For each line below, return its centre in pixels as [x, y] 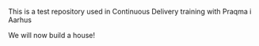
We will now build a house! [52, 35]
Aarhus [20, 20]
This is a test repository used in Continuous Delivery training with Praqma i [130, 11]
